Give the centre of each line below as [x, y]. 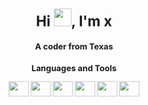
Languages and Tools [74, 69]
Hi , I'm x [74, 21]
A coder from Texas [74, 47]
